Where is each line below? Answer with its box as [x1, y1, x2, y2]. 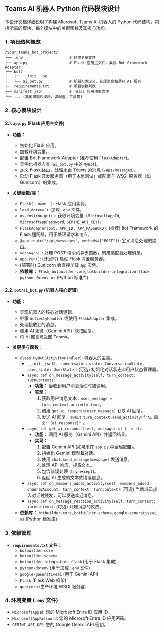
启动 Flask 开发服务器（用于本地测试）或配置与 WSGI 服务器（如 [19, 173, 151, 179]
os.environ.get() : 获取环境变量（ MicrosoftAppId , [19, 213, 121, 219]
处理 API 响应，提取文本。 [41, 463, 95, 468]
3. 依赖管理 [5, 530, 32, 537]
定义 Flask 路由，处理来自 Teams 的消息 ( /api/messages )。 [19, 167, 138, 173]
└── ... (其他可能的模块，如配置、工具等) [5, 94, 82, 100]
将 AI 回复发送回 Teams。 [19, 334, 72, 340]
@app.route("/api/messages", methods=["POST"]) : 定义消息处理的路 [19, 238, 157, 244]
